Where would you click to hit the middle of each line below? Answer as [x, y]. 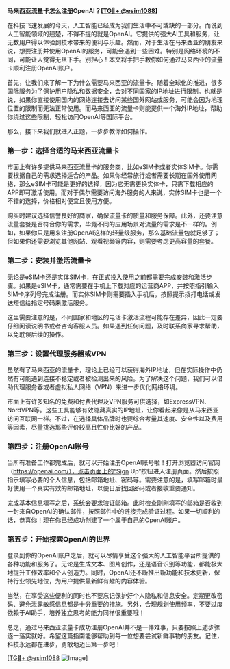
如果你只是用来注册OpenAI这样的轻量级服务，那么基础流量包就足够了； [119, 233]
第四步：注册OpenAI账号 [48, 446]
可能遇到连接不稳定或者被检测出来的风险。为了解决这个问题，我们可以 [118, 378]
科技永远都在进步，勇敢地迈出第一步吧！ [64, 644]
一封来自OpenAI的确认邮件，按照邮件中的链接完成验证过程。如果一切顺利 [111, 512]
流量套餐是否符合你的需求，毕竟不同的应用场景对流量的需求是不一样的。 [109, 224]
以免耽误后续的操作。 [37, 334]
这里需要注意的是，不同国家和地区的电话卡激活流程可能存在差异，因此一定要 [115, 317]
